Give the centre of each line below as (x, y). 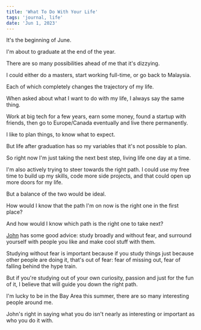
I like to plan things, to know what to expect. (61, 135)
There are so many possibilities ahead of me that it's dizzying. (83, 63)
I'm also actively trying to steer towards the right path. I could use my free (98, 170)
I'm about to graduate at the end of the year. (61, 52)
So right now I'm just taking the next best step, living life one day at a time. (98, 158)
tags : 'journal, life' (35, 17)
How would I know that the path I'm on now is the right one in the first (93, 206)
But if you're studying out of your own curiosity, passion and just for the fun (100, 278)
